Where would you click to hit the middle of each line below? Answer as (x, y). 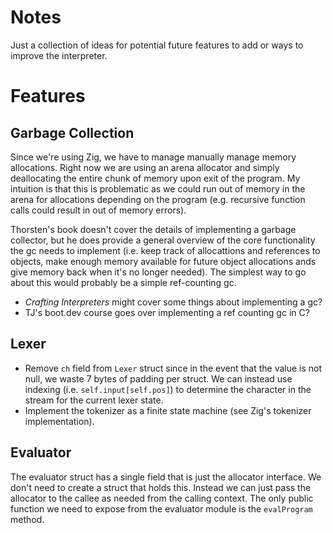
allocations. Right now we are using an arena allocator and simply (145, 167)
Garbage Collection (72, 132)
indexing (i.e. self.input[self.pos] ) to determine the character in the (168, 389)
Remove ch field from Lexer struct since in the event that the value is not (173, 368)
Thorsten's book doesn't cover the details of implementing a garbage (153, 229)
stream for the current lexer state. (94, 400)
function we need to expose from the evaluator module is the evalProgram (161, 508)
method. (27, 519)
